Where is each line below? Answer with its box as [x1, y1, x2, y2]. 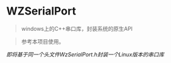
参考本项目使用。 [21, 38, 65, 45]
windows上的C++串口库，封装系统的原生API [21, 25, 133, 32]
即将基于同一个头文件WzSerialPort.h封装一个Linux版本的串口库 [6, 50, 164, 58]
